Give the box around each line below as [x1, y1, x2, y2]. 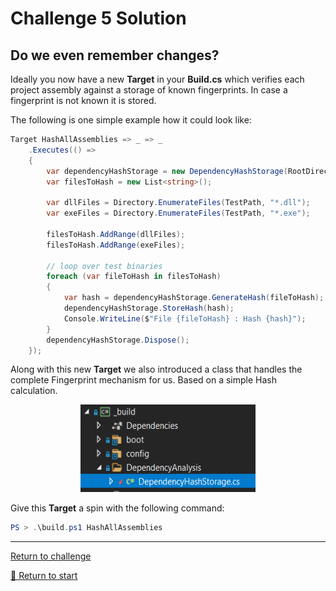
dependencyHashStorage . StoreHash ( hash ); [63, 303, 235, 313]
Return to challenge [10, 550, 92, 562]
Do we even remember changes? [10, 47, 220, 64]
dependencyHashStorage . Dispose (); [46, 335, 190, 345]
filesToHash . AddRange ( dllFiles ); [46, 229, 186, 239]
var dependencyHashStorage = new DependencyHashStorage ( [46, 166, 288, 176]
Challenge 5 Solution [10, 7, 187, 30]
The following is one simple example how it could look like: [10, 114, 252, 126]
